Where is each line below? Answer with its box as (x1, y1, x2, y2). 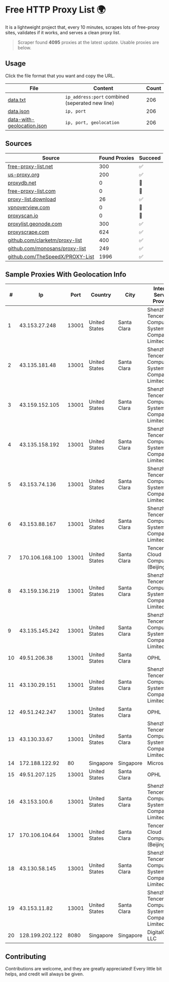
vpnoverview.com (8, 204, 50, 211)
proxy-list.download (8, 195, 56, 202)
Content (93, 84, 114, 91)
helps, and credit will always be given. (5, 971, 84, 977)
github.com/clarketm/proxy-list (8, 237, 82, 244)
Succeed (139, 154, 161, 161)
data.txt (8, 96, 26, 103)
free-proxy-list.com (8, 187, 56, 194)
